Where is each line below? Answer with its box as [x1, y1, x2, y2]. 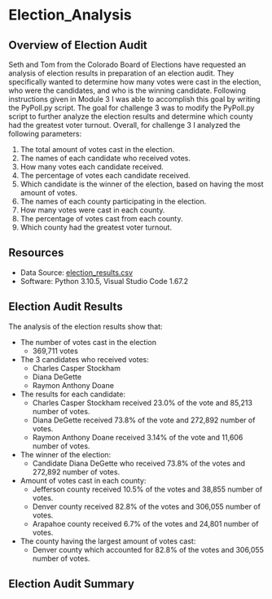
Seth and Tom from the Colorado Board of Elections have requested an [8, 59, 247, 69]
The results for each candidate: [20, 389, 126, 399]
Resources [8, 246, 64, 260]
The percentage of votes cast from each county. [20, 214, 183, 223]
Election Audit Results [8, 299, 124, 314]
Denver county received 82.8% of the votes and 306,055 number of [32, 501, 261, 511]
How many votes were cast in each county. [20, 205, 165, 215]
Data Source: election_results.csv [20, 267, 133, 278]
